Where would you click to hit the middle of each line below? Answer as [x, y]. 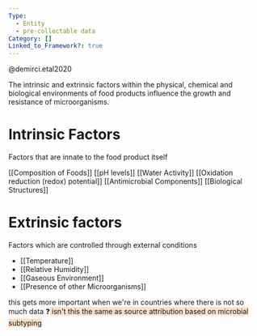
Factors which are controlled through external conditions [103, 245]
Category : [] [30, 38]
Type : [17, 16]
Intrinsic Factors [65, 135]
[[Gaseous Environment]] [62, 278]
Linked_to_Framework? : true [56, 46]
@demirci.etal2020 [40, 69]
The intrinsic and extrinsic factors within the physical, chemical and [120, 85]
